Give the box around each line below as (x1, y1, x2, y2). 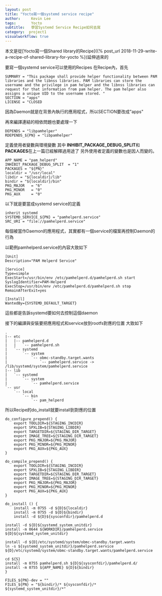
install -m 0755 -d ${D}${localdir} (14, 505, 88, 511)
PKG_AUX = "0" (5, 192, 42, 196)
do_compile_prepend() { (5, 459, 53, 464)
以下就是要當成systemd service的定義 (5, 201, 81, 207)
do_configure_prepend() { (5, 417, 57, 421)
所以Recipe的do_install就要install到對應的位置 (5, 407, 96, 413)
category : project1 (5, 30, 47, 34)
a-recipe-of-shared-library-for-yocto (5, 54, 79, 60)
